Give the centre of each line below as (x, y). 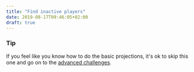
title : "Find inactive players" (46, 12)
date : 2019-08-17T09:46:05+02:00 (47, 17)
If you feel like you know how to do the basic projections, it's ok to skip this (97, 56)
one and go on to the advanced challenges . (59, 62)
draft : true (21, 22)
